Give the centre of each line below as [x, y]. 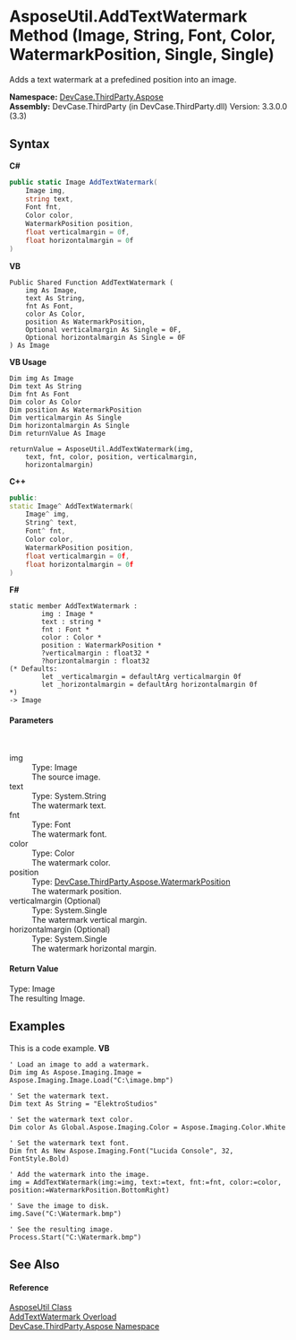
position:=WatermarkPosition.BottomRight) [89, 1190]
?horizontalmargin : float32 [96, 661]
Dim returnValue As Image [57, 433]
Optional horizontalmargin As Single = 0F [106, 337]
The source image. [66, 777]
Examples [37, 1027]
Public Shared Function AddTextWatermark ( [92, 283]
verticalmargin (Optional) [55, 901]
